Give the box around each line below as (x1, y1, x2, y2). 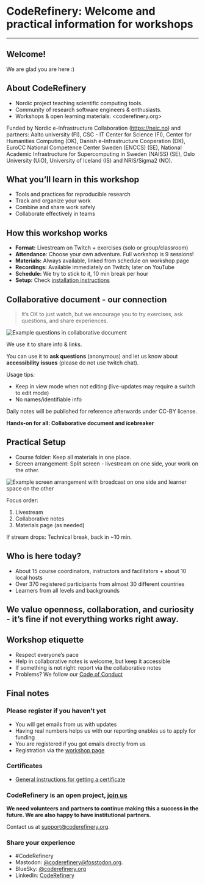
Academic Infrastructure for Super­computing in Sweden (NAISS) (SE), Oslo (6, 150, 195, 157)
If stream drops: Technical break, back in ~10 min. (6, 533, 132, 541)
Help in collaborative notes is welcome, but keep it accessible (15, 657, 171, 665)
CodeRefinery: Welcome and (6, 4, 156, 18)
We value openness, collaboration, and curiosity (6, 604, 194, 615)
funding (15, 733, 35, 741)
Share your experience (6, 839, 76, 847)
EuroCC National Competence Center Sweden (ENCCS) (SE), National (6, 144, 182, 151)
